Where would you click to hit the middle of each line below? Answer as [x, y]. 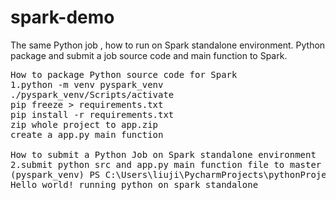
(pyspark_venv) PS [55, 174]
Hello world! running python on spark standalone [134, 184]
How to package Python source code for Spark [124, 74]
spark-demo [62, 17]
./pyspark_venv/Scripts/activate [92, 94]
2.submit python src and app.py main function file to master [166, 164]
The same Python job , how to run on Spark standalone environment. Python [168, 45]
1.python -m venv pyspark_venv [87, 84]
